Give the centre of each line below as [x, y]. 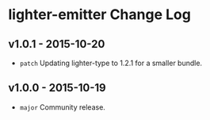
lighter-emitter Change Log [100, 15]
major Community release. [62, 107]
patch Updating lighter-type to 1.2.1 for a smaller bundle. [111, 63]
